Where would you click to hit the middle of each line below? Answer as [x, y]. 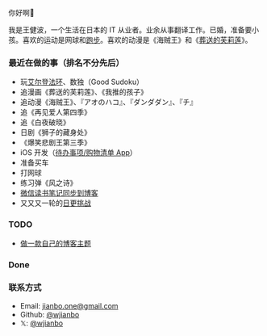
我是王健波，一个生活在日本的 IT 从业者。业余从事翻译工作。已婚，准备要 [130, 30]
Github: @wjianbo [50, 314]
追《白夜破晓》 [45, 122]
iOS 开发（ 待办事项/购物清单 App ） [78, 153]
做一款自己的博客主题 [55, 243]
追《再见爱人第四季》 [55, 112]
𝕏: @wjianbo [41, 323]
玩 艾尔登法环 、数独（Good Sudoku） [81, 82]
